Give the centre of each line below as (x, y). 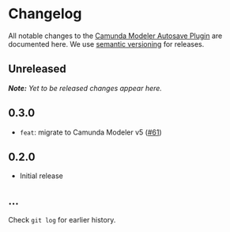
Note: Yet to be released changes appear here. (85, 88)
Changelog (45, 14)
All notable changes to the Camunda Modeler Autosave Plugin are (115, 36)
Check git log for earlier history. (62, 220)
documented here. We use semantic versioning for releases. (106, 44)
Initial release (41, 176)
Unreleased (38, 69)
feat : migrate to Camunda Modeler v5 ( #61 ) (90, 132)
